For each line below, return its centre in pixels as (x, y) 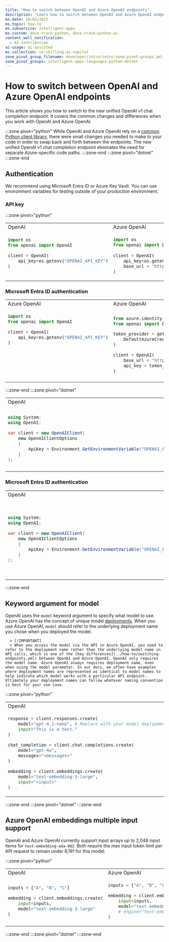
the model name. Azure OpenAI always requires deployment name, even (80, 663)
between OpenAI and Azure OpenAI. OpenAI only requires (99, 659)
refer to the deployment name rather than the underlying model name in (83, 650)
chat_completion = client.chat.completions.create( (71, 745)
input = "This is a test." (48, 729)
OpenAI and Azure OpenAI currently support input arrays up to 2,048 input (82, 840)
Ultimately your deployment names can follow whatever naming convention (84, 681)
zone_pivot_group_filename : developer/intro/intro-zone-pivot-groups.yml (84, 57)
